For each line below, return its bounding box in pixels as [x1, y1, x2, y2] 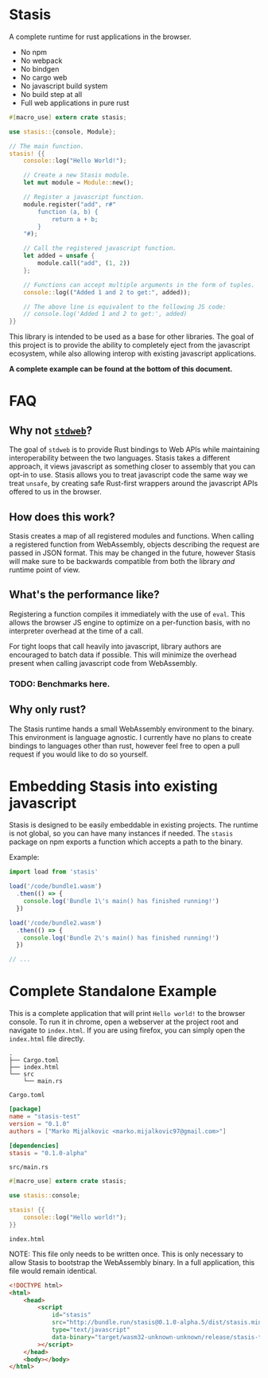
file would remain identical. [9, 1266, 98, 1275]
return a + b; [51, 215, 99, 224]
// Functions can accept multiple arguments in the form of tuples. [23, 281, 255, 289]
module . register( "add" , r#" [23, 200, 116, 208]
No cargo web [20, 72, 68, 82]
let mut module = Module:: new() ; [23, 179, 134, 187]
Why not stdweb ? [9, 423, 92, 437]
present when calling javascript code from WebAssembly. [9, 658, 198, 668]
